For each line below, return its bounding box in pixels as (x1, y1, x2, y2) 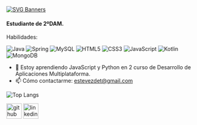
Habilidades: (6, 34, 38, 41)
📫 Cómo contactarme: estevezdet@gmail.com (15, 77, 133, 85)
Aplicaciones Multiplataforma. (15, 70, 90, 78)
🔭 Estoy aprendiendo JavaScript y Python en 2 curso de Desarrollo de (15, 64, 191, 71)
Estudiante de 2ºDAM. (6, 20, 64, 27)
